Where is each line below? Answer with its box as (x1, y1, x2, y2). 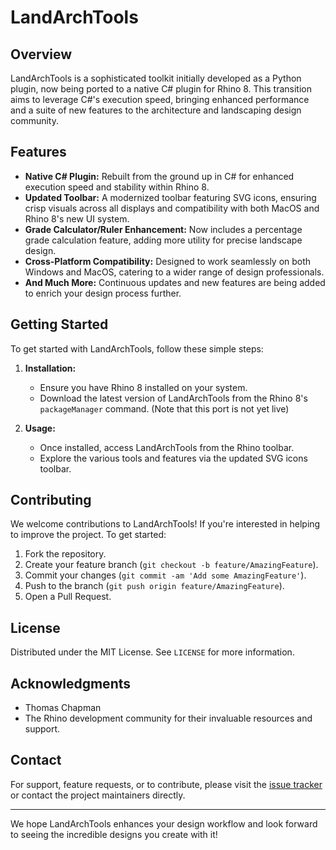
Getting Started (10, 316, 109, 333)
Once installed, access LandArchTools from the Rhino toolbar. (39, 441, 295, 453)
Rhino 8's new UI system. (24, 212, 130, 225)
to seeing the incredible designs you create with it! (10, 828, 218, 840)
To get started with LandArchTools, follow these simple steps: (10, 342, 264, 355)
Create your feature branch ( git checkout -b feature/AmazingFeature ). (24, 559, 319, 571)
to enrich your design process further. (24, 287, 182, 299)
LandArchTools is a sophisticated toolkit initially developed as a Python (10, 72, 302, 84)
